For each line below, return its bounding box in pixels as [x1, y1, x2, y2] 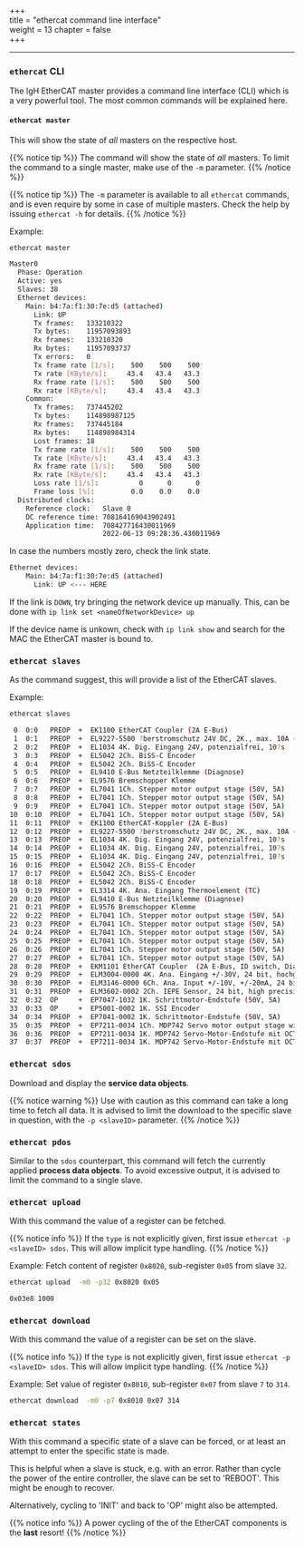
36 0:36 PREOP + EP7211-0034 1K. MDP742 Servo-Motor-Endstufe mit [9, 1029, 281, 1038]
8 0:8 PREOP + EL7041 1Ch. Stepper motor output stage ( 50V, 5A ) [13, 793, 285, 802]
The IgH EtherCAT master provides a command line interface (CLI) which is [9, 85, 290, 96]
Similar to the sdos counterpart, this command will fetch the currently [9, 1155, 266, 1166]
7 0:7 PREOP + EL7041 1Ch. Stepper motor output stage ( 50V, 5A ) [13, 785, 285, 794]
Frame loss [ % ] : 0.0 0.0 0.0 [33, 487, 201, 496]
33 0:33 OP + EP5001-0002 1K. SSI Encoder [9, 1004, 201, 1013]
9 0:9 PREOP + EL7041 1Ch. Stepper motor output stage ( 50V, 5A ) [13, 802, 285, 811]
